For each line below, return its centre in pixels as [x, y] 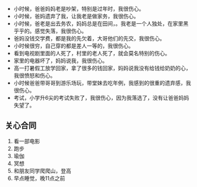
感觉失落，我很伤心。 [60, 31]
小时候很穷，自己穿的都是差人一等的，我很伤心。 [74, 46]
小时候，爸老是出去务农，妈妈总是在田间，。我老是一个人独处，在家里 [98, 23]
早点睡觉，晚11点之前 [39, 178]
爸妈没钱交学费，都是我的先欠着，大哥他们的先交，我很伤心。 [89, 38]
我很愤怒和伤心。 [35, 75]
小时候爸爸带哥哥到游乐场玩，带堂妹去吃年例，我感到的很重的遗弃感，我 [102, 83]
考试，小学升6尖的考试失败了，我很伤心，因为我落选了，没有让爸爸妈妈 [101, 98]
